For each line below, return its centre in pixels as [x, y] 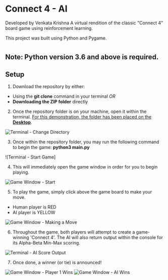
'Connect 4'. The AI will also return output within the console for [96, 237]
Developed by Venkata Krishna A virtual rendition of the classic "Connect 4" [84, 23]
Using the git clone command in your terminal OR [64, 96]
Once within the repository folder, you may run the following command [86, 142]
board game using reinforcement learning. [49, 28]
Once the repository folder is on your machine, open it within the [79, 111]
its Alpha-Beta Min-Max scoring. [46, 243]
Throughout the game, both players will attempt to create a [74, 232]
